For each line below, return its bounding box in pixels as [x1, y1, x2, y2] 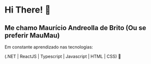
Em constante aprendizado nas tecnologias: [4, 44, 94, 50]
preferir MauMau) [4, 31, 60, 39]
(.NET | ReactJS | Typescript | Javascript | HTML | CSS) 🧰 [4, 53, 121, 59]
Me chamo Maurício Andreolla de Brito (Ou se [4, 24, 147, 32]
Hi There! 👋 [4, 4, 51, 16]
